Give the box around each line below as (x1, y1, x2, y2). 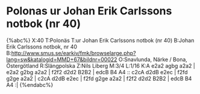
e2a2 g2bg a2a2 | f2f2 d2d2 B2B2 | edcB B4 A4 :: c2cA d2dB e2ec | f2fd (6, 68, 188, 75)
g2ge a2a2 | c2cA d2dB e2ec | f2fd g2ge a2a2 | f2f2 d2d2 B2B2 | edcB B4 (6, 75, 192, 82)
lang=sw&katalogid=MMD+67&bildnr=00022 (6, 56, 117, 63)
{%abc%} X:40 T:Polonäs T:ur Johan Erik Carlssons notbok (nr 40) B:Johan (6, 37, 195, 44)
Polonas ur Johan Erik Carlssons (6, 4, 172, 18)
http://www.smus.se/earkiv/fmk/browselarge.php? (11, 49, 137, 56)
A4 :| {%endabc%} (6, 81, 54, 88)
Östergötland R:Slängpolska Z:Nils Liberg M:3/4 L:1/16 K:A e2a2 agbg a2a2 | (6, 62, 196, 69)
